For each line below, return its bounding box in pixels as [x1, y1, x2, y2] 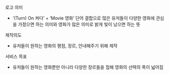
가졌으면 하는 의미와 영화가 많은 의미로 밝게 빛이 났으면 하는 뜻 [18, 22, 140, 27]
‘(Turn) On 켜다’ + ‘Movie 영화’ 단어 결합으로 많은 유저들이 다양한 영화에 [12, 15, 155, 21]
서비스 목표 [5, 53, 27, 59]
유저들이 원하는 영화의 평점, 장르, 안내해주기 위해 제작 [12, 43, 118, 49]
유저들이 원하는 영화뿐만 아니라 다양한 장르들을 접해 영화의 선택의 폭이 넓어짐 [12, 64, 164, 70]
